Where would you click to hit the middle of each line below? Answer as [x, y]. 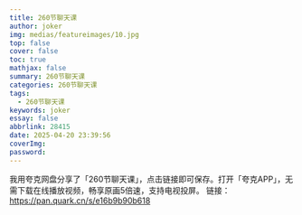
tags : [19, 93]
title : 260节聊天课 [43, 18]
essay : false [34, 118]
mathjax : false [38, 69]
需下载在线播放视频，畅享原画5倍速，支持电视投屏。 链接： [120, 190]
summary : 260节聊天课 [47, 77]
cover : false [34, 51]
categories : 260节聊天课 [53, 85]
